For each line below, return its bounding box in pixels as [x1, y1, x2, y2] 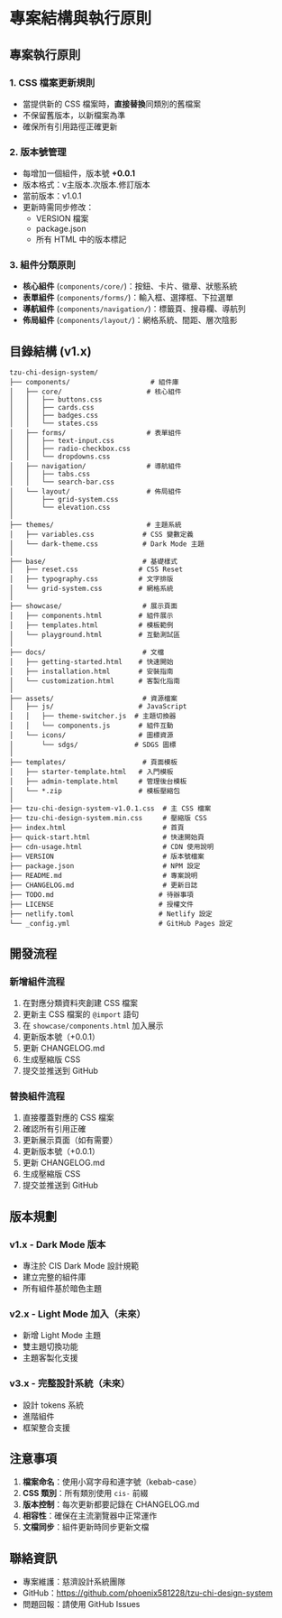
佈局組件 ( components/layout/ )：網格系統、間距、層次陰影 [22, 315, 238, 326]
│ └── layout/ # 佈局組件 [9, 487, 182, 496]
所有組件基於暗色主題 [22, 1282, 102, 1293]
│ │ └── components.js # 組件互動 [9, 721, 174, 731]
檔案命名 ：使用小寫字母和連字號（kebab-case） [22, 1476, 202, 1487]
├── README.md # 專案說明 [9, 872, 198, 881]
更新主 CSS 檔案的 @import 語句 [22, 1008, 140, 1020]
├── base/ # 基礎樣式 [9, 557, 178, 567]
